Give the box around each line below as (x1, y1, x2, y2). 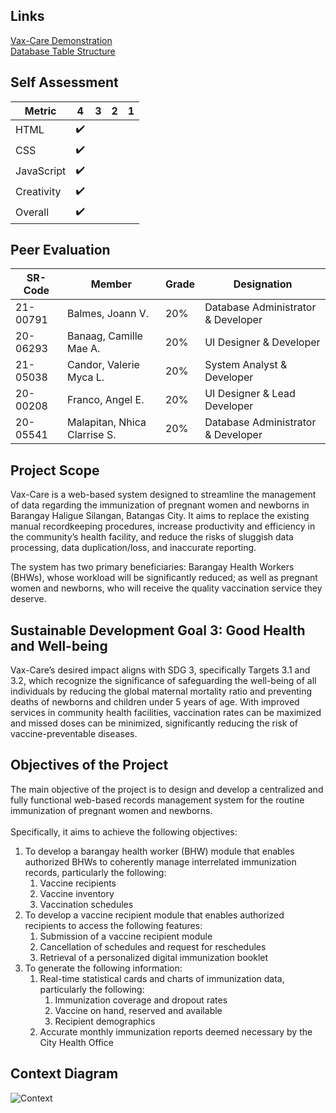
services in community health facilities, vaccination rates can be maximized (10, 707, 322, 719)
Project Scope (10, 462, 100, 479)
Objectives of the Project (10, 757, 169, 774)
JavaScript (15, 164, 67, 178)
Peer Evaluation (10, 242, 111, 259)
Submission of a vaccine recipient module (39, 930, 213, 942)
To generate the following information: (24, 962, 183, 974)
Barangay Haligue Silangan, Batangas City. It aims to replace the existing (10, 510, 310, 522)
